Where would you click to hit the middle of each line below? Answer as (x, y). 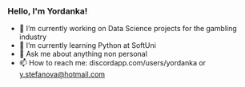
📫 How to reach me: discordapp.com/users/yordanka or (112, 63)
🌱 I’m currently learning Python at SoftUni (88, 45)
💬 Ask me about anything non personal (83, 54)
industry (33, 37)
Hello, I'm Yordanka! (48, 11)
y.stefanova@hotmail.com (62, 74)
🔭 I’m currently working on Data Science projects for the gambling (128, 29)
